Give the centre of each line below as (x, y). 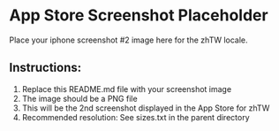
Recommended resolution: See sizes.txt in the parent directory (136, 117)
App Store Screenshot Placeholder (139, 15)
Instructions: (45, 68)
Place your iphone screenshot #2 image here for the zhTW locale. (129, 40)
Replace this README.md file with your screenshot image (127, 89)
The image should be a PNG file (80, 98)
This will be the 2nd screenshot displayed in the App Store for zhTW (146, 108)
